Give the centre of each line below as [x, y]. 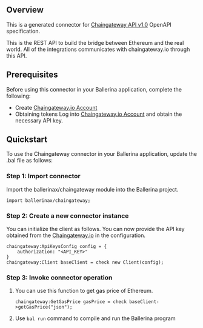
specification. [23, 31]
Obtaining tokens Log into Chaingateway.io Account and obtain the [98, 114]
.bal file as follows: [30, 161]
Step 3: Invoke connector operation [59, 277]
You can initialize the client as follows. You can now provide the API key [95, 229]
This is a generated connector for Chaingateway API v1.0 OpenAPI [89, 24]
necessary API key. [39, 120]
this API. [17, 55]
